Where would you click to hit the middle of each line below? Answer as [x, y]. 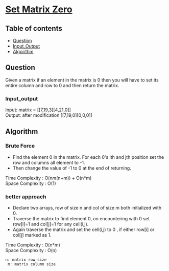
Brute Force [20, 146]
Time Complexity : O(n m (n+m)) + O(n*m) [49, 178]
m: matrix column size [32, 264]
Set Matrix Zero [39, 9]
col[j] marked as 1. [32, 235]
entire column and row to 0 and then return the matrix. [62, 85]
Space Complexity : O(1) [31, 183]
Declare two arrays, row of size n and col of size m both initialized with [87, 208]
